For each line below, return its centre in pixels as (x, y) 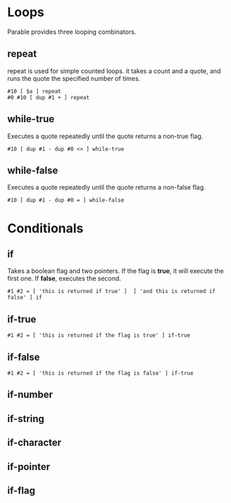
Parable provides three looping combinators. (72, 32)
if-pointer (29, 467)
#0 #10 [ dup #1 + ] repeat (49, 97)
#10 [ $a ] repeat (34, 91)
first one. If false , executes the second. (64, 278)
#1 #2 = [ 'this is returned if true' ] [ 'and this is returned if (112, 292)
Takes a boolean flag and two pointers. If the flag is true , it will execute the (115, 271)
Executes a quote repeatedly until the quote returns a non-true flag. (105, 136)
